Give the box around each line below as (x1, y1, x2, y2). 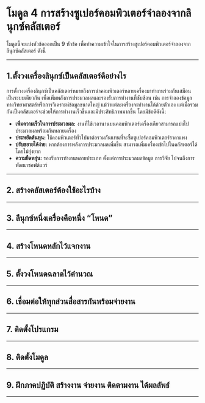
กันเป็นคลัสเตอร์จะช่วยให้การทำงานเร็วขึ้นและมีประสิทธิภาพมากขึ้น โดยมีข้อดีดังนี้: (6, 108, 167, 115)
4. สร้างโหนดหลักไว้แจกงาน (6, 240, 91, 251)
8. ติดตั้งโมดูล (6, 352, 49, 363)
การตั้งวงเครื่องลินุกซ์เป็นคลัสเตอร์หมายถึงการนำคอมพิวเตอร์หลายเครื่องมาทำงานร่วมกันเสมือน (6, 87, 192, 94)
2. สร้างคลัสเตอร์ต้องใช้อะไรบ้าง (6, 185, 101, 196)
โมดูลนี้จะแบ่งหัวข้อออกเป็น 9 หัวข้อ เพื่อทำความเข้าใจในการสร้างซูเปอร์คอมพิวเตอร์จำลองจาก (6, 40, 191, 47)
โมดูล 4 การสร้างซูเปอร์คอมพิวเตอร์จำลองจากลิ (6, 6, 192, 20)
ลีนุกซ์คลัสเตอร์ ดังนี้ (6, 46, 46, 54)
